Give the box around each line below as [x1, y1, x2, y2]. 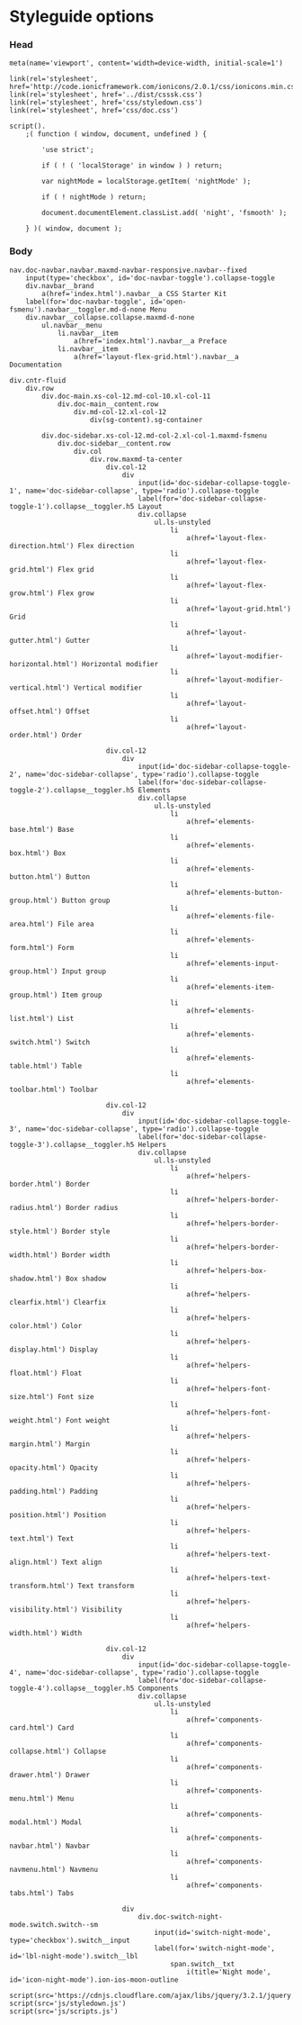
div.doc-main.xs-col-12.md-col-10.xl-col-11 [41, 392, 211, 401]
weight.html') [9, 1415, 63, 1424]
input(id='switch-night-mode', [154, 1928, 271, 1937]
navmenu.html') [9, 1865, 67, 1874]
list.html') [9, 1014, 54, 1023]
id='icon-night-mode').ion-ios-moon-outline [9, 1975, 179, 1984]
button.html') [9, 872, 63, 881]
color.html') [9, 1321, 58, 1330]
